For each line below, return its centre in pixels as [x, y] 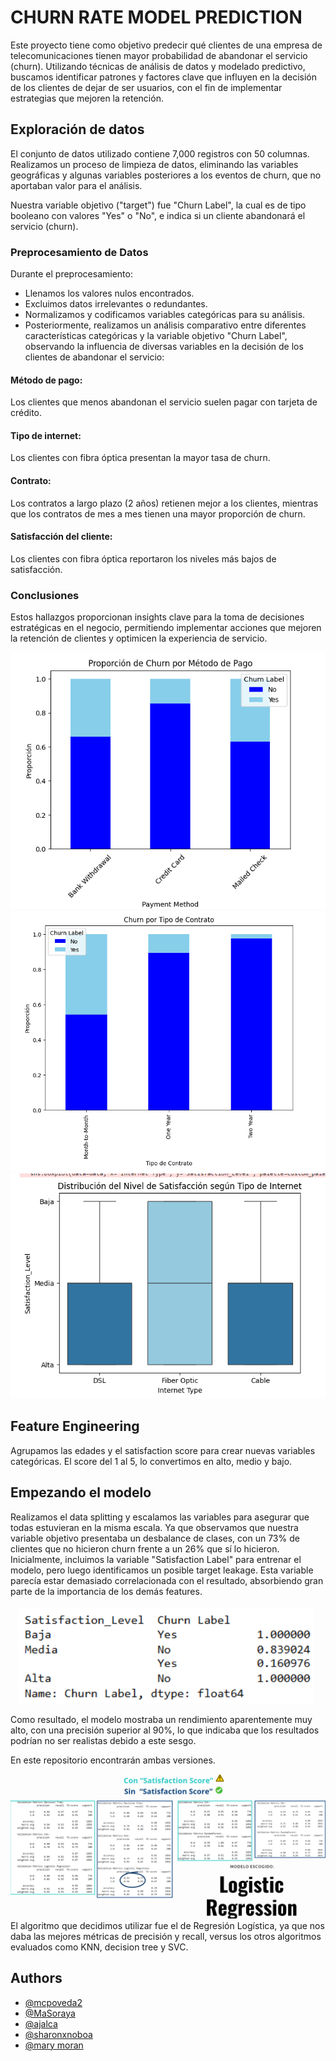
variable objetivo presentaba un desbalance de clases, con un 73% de [155, 1538]
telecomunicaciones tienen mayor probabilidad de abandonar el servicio [159, 55]
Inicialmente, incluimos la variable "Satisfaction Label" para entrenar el [156, 1559]
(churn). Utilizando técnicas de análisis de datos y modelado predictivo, [158, 66]
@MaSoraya [50, 2013]
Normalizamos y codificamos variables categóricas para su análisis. [165, 315]
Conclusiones [45, 595]
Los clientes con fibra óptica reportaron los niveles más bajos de [143, 558]
